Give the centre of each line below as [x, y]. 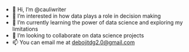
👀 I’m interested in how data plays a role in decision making [87, 16]
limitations [25, 29]
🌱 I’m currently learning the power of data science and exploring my [97, 22]
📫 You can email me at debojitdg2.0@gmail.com [73, 42]
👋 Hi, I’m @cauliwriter [39, 9]
